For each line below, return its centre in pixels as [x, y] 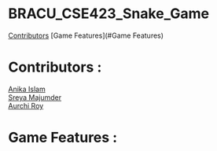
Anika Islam [27, 89]
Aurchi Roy [26, 105]
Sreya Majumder [35, 97]
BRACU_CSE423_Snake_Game [109, 14]
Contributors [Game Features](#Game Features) [86, 35]
